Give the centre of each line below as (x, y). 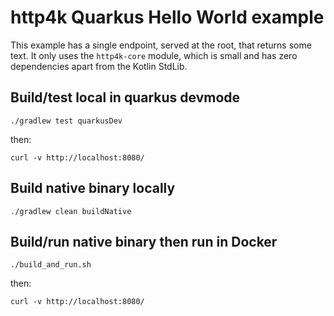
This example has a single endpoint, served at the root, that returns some (161, 45)
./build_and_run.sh (51, 265)
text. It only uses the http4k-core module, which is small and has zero (154, 55)
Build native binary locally (93, 188)
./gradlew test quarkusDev (66, 121)
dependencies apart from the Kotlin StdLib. (99, 66)
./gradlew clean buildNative (71, 211)
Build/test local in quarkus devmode (125, 97)
